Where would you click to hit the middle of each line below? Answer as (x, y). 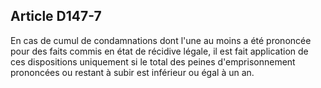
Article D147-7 (56, 16)
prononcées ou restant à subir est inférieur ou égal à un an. (132, 72)
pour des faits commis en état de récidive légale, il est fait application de (159, 51)
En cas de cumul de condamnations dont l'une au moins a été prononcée (161, 40)
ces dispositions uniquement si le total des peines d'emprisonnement (153, 61)
